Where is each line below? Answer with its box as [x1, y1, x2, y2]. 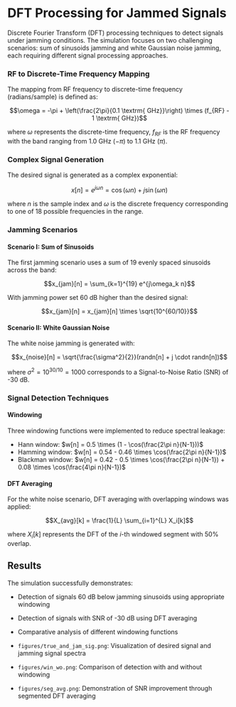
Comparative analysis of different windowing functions [17, 627, 178, 636]
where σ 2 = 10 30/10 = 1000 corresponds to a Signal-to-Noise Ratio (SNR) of [7, 367, 229, 376]
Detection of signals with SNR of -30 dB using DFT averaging [17, 613, 198, 622]
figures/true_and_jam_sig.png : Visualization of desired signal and [17, 641, 212, 649]
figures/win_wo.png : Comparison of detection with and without [17, 662, 203, 671]
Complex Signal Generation [7, 154, 104, 164]
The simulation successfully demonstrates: [7, 578, 134, 587]
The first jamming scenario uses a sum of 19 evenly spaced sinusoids [7, 258, 211, 267]
